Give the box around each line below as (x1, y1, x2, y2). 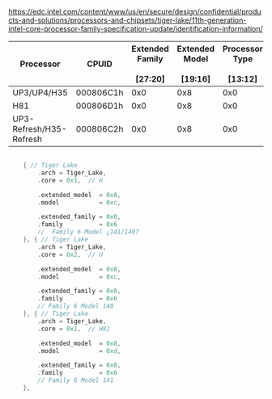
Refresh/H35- (12, 124, 67, 134)
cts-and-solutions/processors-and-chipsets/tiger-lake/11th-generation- (8, 15, 247, 25)
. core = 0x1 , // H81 (37, 325, 111, 333)
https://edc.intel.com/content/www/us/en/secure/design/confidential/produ (8, 7, 261, 16)
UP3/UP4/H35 (12, 87, 69, 98)
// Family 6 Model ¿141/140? (37, 228, 139, 237)
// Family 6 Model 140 (37, 302, 114, 310)
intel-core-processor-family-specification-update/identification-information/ (8, 24, 263, 33)
